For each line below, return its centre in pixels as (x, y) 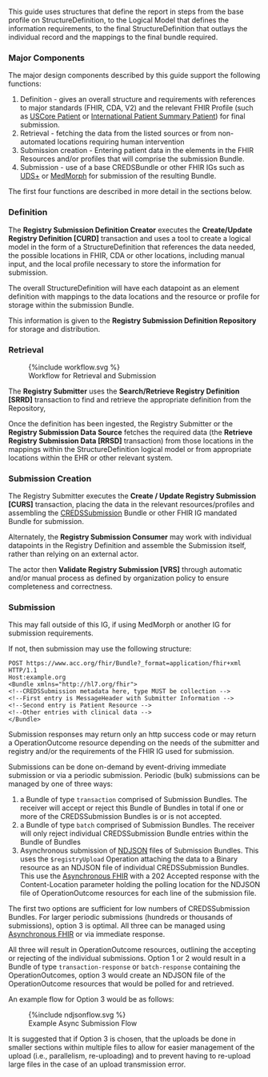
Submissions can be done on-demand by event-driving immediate (117, 767)
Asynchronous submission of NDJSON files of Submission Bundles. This (139, 851)
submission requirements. (51, 633)
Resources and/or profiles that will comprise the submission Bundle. (132, 159)
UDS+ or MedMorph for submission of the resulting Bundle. (118, 176)
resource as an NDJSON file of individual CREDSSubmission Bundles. (134, 868)
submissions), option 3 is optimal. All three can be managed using (117, 926)
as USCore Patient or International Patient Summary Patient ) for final (132, 116)
